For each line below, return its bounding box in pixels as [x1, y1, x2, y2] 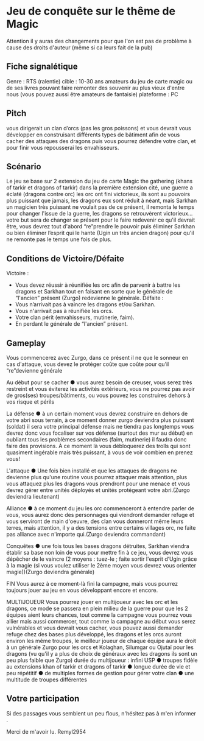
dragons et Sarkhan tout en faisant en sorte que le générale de [15, 288, 173, 295]
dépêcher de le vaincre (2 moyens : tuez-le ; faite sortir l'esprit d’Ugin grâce [6, 555, 197, 563]
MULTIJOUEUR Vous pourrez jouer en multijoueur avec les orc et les [6, 599, 178, 605]
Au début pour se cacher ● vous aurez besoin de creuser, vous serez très [6, 379, 192, 386]
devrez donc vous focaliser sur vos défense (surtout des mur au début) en [6, 429, 193, 437]
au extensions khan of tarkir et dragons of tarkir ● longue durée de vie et [6, 663, 191, 670]
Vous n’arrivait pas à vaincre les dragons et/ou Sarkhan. [15, 301, 156, 308]
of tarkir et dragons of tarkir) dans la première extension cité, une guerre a [6, 184, 193, 191]
